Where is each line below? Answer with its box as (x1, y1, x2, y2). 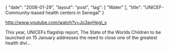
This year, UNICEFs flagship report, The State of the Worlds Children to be (5, 29, 161, 35)
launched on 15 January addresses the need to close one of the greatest (5, 35, 158, 40)
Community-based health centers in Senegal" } (5, 10, 104, 16)
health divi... (5, 40, 32, 46)
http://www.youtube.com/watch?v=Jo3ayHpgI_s (5, 20, 107, 25)
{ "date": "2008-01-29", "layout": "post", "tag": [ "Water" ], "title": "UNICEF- (5, 5, 164, 10)
